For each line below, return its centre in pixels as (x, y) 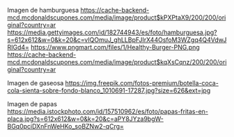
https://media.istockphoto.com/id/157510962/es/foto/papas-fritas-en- (108, 111)
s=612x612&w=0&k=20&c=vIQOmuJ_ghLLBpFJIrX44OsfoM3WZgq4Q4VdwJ (117, 40)
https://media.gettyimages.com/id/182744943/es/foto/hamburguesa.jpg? (112, 32)
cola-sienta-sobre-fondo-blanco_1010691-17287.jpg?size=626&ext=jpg (109, 91)
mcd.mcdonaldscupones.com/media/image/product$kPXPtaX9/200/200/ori (117, 17)
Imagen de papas (32, 104)
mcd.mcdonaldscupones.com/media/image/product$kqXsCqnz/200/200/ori (117, 62)
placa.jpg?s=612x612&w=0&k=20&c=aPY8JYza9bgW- (85, 119)
